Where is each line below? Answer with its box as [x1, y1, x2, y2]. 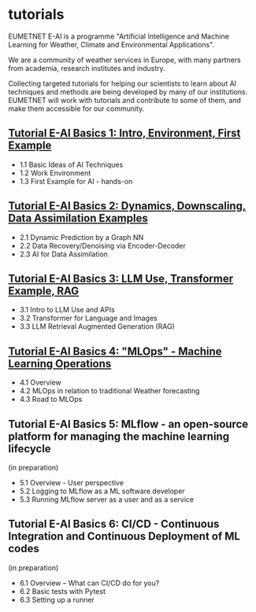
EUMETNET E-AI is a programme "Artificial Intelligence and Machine [8, 31, 230, 41]
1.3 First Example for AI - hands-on [19, 176, 133, 186]
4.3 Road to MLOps [19, 395, 83, 404]
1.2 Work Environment [19, 168, 91, 178]
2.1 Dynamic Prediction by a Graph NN [19, 232, 144, 241]
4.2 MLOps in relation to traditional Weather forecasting [19, 386, 200, 396]
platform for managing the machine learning [8, 430, 230, 443]
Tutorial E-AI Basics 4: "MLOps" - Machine [8, 345, 222, 358]
